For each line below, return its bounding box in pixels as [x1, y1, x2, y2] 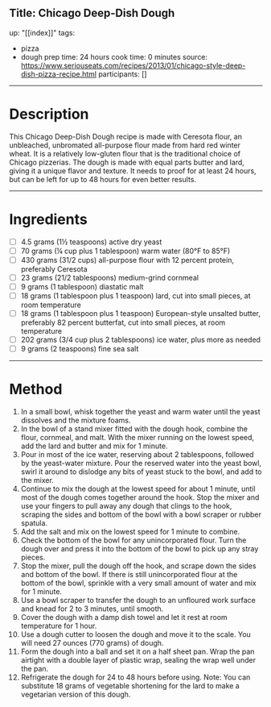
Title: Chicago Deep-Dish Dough [9, 6, 175, 20]
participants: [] [98, 69, 147, 79]
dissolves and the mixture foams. [20, 415, 131, 426]
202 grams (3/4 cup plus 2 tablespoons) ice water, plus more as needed [20, 335, 261, 345]
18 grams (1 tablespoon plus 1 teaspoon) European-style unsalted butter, [20, 309, 261, 318]
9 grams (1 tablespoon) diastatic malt [20, 281, 144, 291]
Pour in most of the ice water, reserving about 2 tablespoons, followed [20, 450, 254, 460]
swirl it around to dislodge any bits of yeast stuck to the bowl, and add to [20, 467, 262, 476]
